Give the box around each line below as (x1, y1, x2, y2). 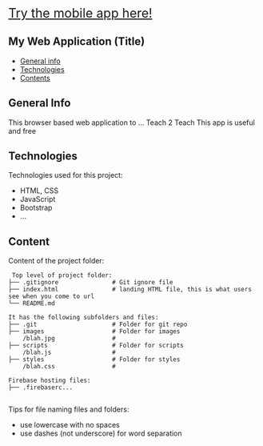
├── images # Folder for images (8, 327, 181, 336)
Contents (19, 73, 50, 82)
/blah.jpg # (22, 335, 116, 343)
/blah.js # (22, 348, 116, 357)
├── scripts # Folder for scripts (8, 342, 184, 350)
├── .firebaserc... (8, 384, 74, 392)
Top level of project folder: (11, 271, 113, 279)
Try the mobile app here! (8, 6, 153, 21)
